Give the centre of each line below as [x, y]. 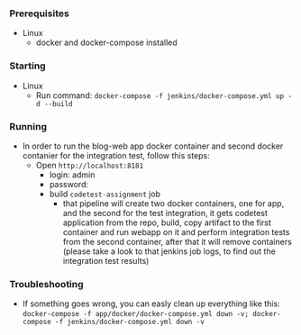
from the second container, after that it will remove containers [178, 241]
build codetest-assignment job [105, 194]
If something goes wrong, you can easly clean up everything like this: [151, 303]
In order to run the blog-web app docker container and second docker [153, 146]
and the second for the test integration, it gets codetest [165, 213]
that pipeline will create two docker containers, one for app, [173, 203]
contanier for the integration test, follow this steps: [116, 155]
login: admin [72, 175]
